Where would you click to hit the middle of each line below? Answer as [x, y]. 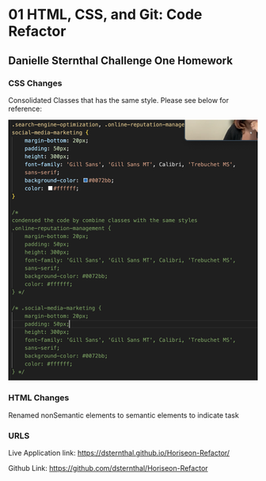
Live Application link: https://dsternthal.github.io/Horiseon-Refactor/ [119, 453]
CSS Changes [35, 83]
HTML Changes [39, 398]
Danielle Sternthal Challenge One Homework [121, 61]
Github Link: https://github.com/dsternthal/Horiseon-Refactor [108, 468]
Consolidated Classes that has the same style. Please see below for [119, 100]
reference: [25, 108]
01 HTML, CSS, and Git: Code [105, 15]
